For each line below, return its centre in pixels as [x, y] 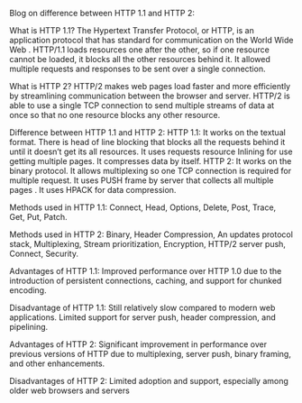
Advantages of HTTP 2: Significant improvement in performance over [138, 344]
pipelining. [29, 327]
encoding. [28, 290]
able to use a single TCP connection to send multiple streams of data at [142, 105]
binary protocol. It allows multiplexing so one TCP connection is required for [150, 171]
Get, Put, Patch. [38, 217]
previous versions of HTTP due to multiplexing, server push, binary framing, [150, 354]
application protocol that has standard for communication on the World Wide [151, 40]
